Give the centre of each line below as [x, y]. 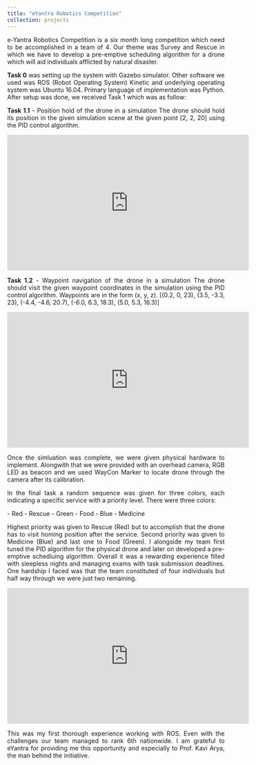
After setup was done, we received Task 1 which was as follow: [97, 97]
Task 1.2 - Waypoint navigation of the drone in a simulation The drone [116, 280]
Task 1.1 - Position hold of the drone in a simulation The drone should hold [116, 110]
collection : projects [38, 20]
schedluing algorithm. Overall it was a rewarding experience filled [128, 556]
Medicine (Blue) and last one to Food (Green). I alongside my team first [116, 542]
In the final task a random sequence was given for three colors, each [116, 493]
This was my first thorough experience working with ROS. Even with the [116, 733]
